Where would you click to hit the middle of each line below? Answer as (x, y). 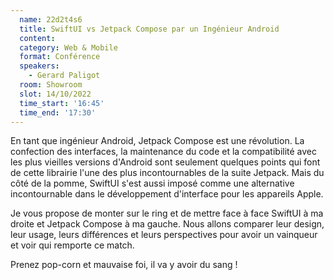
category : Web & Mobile (68, 47)
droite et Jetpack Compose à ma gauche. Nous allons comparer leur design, (167, 224)
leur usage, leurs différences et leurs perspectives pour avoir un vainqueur (164, 235)
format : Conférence (60, 57)
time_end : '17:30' (58, 112)
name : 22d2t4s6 (51, 19)
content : (37, 38)
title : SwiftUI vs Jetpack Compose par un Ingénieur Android (149, 29)
